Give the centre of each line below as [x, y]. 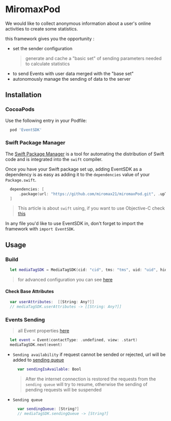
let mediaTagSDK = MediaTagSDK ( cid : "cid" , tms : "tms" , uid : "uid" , [84, 270]
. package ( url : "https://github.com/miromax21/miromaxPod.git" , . [89, 194]
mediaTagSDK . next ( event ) [36, 345]
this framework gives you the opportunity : [50, 39]
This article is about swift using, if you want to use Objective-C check [91, 208]
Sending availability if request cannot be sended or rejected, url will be [89, 354]
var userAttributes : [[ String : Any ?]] [52, 302]
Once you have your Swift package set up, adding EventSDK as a [74, 169]
